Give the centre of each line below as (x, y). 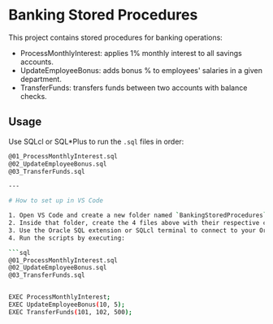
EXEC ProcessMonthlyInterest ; (60, 297)
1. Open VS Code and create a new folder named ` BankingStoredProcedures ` (138, 216)
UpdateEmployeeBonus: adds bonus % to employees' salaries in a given (141, 70)
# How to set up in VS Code (56, 201)
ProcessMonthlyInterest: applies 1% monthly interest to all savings (131, 53)
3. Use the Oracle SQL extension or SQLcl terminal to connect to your (132, 230)
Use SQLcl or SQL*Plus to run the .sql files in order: (96, 141)
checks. (33, 96)
